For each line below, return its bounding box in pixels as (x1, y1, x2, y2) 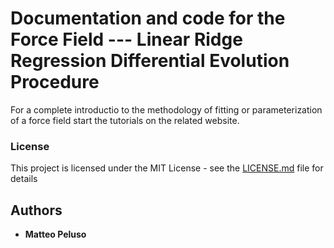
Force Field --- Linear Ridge (10, 28, 243, 51)
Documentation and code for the (10, 7, 286, 30)
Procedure (10, 71, 100, 94)
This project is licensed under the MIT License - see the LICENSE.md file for (10, 162, 324, 174)
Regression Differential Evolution (10, 50, 290, 72)
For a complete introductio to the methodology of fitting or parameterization (10, 103, 323, 116)
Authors (10, 202, 63, 219)
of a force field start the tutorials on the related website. (10, 114, 240, 126)
